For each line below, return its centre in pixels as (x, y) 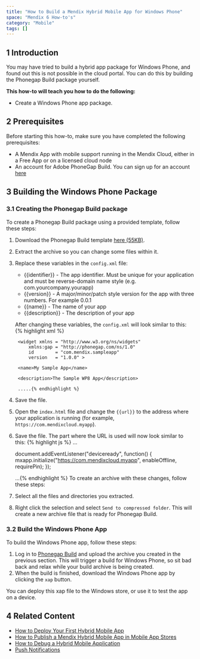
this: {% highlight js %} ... (46, 442)
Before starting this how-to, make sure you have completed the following (96, 136)
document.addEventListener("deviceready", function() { (83, 454)
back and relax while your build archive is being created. (84, 566)
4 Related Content (41, 616)
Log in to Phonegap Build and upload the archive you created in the (98, 554)
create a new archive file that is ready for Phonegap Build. (86, 514)
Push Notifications (38, 649)
